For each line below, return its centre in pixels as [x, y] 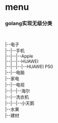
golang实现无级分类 [29, 24]
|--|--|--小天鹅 [20, 103]
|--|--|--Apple [19, 56]
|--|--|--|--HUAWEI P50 [29, 67]
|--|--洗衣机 [17, 97]
